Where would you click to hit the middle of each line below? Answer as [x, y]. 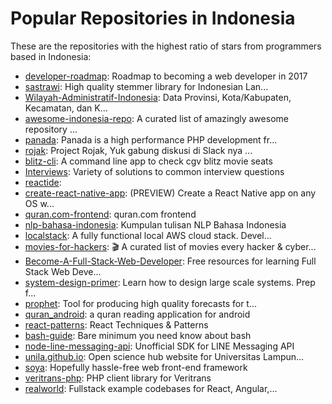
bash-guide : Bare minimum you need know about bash [138, 335]
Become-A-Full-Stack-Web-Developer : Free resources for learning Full [170, 261]
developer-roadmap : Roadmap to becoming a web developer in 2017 [166, 76]
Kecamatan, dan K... [66, 108]
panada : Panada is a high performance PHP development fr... [151, 139]
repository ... [51, 129]
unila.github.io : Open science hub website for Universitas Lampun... [164, 356]
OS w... [39, 203]
